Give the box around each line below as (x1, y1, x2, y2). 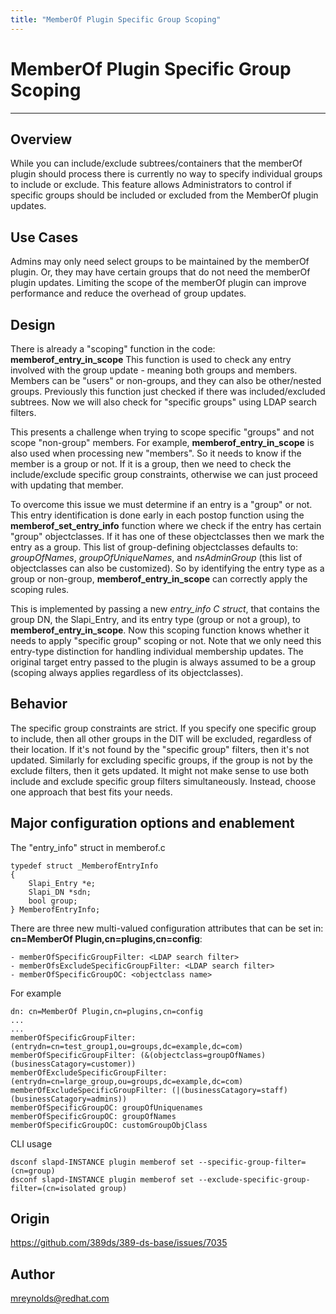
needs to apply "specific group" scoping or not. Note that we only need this (10, 635, 322, 646)
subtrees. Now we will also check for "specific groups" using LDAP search (10, 396, 317, 408)
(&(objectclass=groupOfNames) (139, 1050, 267, 1060)
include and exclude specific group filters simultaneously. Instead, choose (10, 775, 317, 787)
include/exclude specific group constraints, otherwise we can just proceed (10, 469, 318, 480)
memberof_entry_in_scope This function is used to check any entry (10, 354, 292, 365)
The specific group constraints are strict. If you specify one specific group (10, 722, 317, 734)
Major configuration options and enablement (10, 815, 295, 832)
